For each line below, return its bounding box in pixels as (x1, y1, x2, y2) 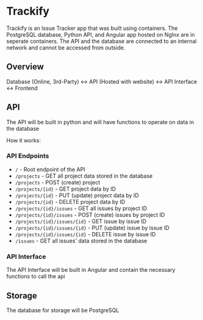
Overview (6, 62, 45, 72)
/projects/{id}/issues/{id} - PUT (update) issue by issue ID (15, 224, 169, 231)
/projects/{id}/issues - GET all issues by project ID (15, 205, 148, 212)
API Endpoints (6, 151, 49, 160)
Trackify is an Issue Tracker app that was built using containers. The (6, 24, 178, 32)
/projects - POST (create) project (15, 178, 101, 186)
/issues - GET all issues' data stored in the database (15, 237, 148, 244)
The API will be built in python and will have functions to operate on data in (6, 118, 194, 126)
